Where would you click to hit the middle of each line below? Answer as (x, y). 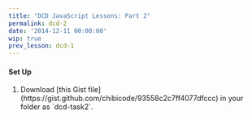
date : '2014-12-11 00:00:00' (58, 31)
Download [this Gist (53, 90)
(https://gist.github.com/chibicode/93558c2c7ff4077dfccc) (119, 99)
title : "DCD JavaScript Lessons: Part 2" (80, 16)
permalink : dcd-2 (38, 23)
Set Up (20, 72)
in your (232, 99)
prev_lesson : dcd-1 (41, 46)
